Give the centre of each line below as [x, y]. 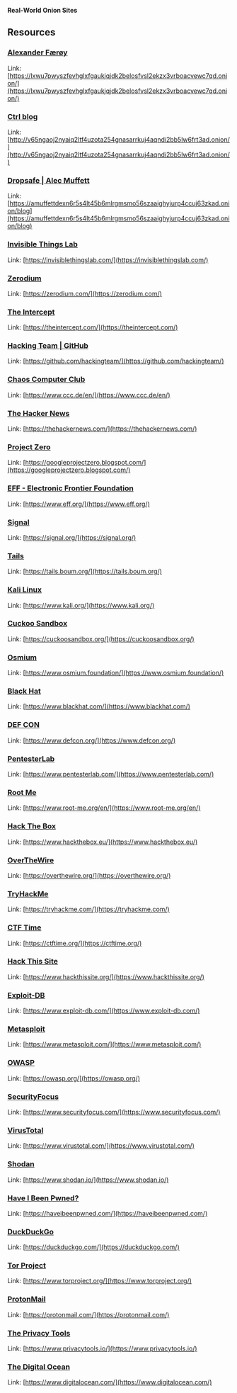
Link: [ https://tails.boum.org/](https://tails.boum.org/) [85, 571]
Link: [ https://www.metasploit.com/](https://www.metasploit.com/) [104, 1044]
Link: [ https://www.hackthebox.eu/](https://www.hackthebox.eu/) [103, 842]
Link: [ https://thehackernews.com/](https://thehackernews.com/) [102, 429]
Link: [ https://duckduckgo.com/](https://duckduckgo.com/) [94, 1247]
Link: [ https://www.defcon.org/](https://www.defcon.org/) [91, 740]
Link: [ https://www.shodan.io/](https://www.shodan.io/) [88, 1180]
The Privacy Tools [39, 1333]
